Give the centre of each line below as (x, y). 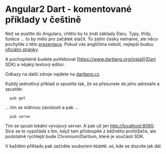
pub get (18, 98)
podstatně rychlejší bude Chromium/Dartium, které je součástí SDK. (75, 136)
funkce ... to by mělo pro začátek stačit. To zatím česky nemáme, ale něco (82, 39)
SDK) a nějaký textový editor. (35, 64)
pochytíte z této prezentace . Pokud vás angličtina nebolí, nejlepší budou (79, 44)
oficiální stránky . (22, 49)
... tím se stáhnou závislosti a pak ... (42, 107)
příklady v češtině (43, 20)
